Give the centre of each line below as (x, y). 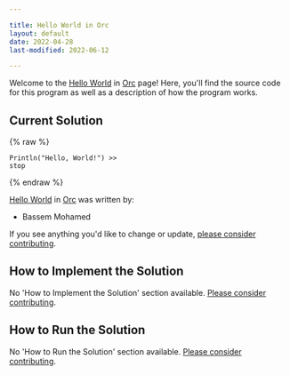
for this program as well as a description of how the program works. (133, 92)
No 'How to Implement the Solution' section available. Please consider (138, 292)
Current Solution (56, 120)
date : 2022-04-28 (41, 42)
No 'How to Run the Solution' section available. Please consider (125, 351)
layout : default (39, 33)
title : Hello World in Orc (59, 25)
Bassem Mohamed (56, 217)
